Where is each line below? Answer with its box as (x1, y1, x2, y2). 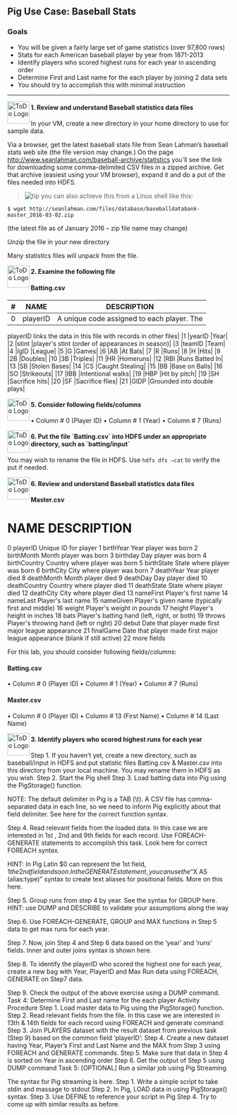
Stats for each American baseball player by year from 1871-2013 (17, 50, 204, 59)
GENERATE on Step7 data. (7, 974, 84, 983)
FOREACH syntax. (7, 845, 60, 855)
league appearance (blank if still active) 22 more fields (7, 634, 166, 642)
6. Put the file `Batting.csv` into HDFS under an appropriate (30, 432, 207, 441)
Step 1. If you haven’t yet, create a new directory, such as (30, 751, 197, 759)
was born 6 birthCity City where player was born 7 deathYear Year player (7, 566, 220, 575)
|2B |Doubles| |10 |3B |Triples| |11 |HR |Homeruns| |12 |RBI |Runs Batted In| (7, 354, 224, 363)
